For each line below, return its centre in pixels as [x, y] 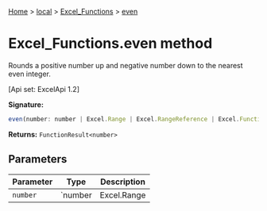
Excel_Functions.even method [110, 44]
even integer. [30, 74]
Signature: [26, 104]
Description [123, 182]
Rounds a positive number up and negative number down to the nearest [126, 65]
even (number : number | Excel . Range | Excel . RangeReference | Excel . [124, 119]
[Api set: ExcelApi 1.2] [44, 89]
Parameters [38, 159]
